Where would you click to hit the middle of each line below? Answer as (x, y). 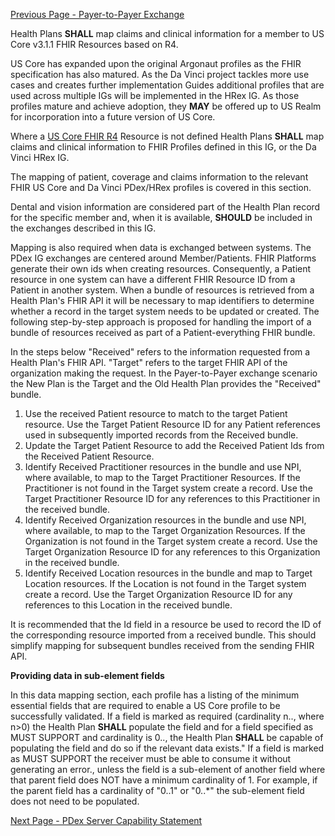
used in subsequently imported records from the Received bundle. (161, 435)
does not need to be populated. (75, 801)
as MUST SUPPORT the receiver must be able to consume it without (151, 758)
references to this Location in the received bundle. (128, 605)
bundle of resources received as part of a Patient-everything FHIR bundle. (163, 332)
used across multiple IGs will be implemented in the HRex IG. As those (155, 95)
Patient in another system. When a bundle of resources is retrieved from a (162, 290)
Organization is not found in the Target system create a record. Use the (171, 541)
